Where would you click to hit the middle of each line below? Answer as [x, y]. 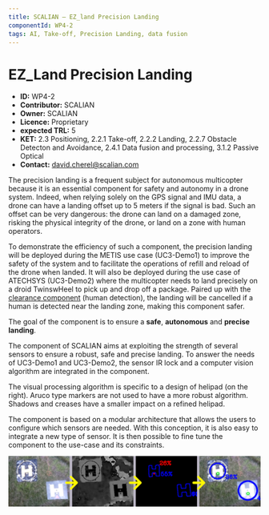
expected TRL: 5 [48, 131]
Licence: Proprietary [54, 122]
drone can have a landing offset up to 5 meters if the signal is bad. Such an [132, 206]
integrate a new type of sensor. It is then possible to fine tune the [116, 437]
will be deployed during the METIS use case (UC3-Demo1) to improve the [129, 255]
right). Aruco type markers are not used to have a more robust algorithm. [128, 396]
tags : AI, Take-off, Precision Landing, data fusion [98, 34]
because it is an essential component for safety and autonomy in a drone [128, 189]
